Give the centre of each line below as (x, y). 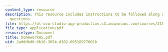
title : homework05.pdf (29, 38)
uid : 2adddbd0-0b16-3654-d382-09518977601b (51, 42)
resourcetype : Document (30, 33)
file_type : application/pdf (34, 28)
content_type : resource (30, 10)
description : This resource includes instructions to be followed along (82, 14)
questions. (21, 19)
